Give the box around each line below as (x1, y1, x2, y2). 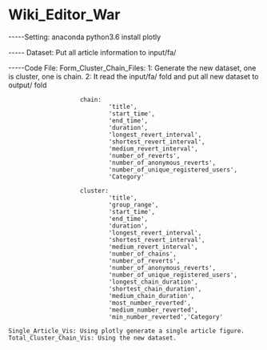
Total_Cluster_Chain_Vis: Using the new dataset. (8, 334, 177, 342)
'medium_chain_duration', (108, 292, 195, 300)
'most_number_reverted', (108, 299, 192, 307)
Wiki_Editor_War (8, 6, 121, 24)
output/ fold (8, 80, 47, 90)
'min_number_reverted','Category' (108, 312, 224, 321)
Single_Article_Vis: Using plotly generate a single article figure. (8, 327, 245, 335)
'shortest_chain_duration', (108, 284, 202, 293)
